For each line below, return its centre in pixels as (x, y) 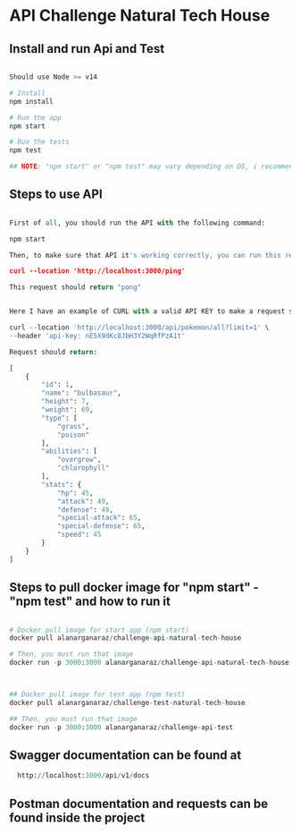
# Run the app (36, 117)
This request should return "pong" (75, 287)
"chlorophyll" (83, 468)
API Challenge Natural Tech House (140, 16)
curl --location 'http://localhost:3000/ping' (97, 271)
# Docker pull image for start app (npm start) (100, 630)
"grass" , (73, 426)
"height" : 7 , (66, 402)
